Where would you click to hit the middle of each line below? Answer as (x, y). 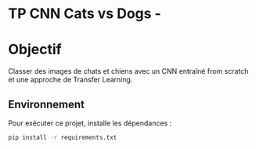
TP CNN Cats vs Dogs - (85, 14)
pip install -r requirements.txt (63, 137)
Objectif (35, 50)
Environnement (46, 104)
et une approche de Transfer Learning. (70, 80)
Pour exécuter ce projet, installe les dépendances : (90, 123)
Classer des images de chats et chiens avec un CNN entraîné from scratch (128, 71)
